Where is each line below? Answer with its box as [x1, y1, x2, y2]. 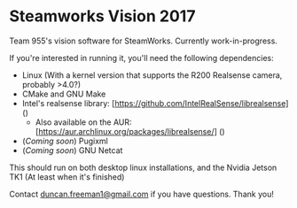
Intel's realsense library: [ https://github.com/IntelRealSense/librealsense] [21, 97, 289, 108]
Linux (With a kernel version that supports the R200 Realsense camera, [21, 69, 283, 81]
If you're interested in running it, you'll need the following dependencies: [9, 52, 274, 63]
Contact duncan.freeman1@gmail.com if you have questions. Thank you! [9, 189, 275, 199]
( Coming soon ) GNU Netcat [21, 144, 123, 156]
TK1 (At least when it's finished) [9, 171, 125, 182]
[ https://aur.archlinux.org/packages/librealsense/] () [35, 126, 225, 136]
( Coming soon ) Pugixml [21, 135, 109, 146]
